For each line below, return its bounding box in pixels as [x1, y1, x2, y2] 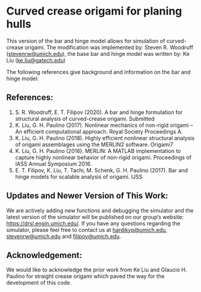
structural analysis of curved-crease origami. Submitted [15, 115, 155, 122]
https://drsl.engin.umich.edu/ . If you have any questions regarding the [6, 220, 180, 227]
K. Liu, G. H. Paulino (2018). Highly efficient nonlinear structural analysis [15, 134, 195, 141]
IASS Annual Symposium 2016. [15, 160, 92, 168]
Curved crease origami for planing [6, 4, 183, 18]
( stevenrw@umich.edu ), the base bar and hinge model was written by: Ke [6, 50, 189, 57]
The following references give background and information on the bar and [6, 68, 191, 75]
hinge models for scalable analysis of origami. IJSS [15, 173, 143, 180]
